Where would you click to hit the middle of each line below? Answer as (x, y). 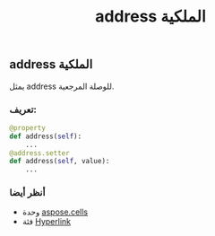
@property (28, 127)
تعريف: (23, 109)
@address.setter (39, 153)
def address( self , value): (60, 162)
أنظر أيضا (27, 193)
